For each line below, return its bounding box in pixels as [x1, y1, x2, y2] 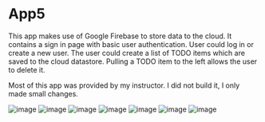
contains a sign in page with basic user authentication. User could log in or [8, 39, 254, 49]
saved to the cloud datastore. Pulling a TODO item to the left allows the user [8, 57, 258, 66]
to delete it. [8, 65, 45, 74]
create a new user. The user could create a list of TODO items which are [8, 48, 246, 57]
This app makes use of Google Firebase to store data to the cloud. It [8, 31, 232, 41]
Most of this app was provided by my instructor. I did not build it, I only [8, 81, 240, 90]
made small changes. [8, 89, 78, 98]
